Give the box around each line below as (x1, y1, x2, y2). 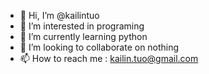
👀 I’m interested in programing (19, 20, 145, 32)
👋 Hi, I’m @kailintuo (19, 10, 100, 21)
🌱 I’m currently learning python (19, 31, 148, 42)
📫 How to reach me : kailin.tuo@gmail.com (19, 53, 199, 64)
